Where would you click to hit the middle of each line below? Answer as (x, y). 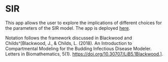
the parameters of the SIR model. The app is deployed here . (68, 28)
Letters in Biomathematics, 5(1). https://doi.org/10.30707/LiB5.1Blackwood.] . (84, 54)
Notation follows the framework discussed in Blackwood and (69, 38)
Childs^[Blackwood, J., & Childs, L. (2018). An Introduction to (69, 43)
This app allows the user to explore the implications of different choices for (84, 23)
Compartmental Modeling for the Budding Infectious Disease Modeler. (78, 48)
